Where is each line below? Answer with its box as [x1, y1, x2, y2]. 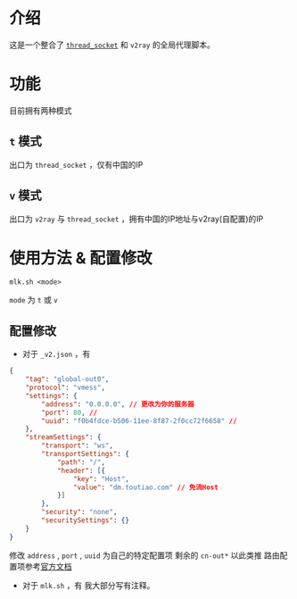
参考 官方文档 [24, 561, 72, 571]
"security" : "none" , [41, 508, 118, 517]
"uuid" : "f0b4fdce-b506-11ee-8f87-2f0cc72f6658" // [41, 416, 238, 425]
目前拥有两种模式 [9, 104, 72, 116]
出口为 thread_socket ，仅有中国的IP [9, 159, 144, 170]
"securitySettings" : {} [41, 516, 129, 525]
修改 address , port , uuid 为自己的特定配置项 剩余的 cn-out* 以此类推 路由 [9, 550, 280, 561]
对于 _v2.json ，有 [21, 349, 91, 360]
